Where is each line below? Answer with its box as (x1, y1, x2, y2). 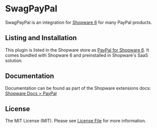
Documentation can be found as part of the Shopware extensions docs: (5, 85, 151, 91)
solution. (5, 58, 23, 64)
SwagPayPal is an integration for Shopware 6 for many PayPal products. (5, 19, 153, 25)
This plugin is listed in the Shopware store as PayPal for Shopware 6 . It (5, 47, 150, 53)
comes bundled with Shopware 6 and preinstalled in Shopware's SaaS (5, 52, 149, 58)
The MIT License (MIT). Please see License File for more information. (5, 118, 146, 124)
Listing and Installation (5, 34, 77, 42)
